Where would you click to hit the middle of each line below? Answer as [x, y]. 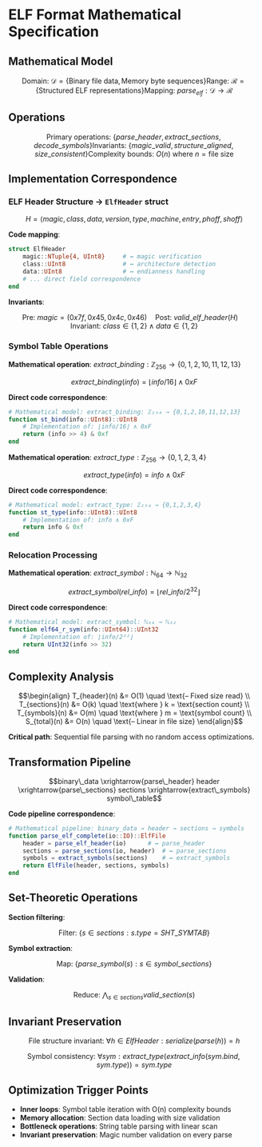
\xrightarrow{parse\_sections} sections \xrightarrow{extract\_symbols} [134, 789]
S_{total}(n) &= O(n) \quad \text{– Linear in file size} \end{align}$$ [134, 721]
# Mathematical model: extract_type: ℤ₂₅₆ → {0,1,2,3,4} [105, 505]
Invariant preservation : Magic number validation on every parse [126, 1135]
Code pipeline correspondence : [62, 813]
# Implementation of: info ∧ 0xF [78, 520]
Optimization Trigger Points [79, 1090]
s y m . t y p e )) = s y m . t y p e [134, 1065]
